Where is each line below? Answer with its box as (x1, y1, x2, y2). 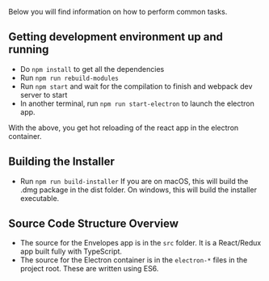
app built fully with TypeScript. (19, 246, 123, 257)
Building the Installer (8, 155, 116, 169)
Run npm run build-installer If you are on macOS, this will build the (19, 176, 249, 186)
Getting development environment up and (8, 30, 224, 44)
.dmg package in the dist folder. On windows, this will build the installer (19, 185, 257, 195)
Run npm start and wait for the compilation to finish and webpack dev (19, 81, 253, 91)
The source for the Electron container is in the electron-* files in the (19, 255, 248, 265)
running (8, 43, 49, 57)
